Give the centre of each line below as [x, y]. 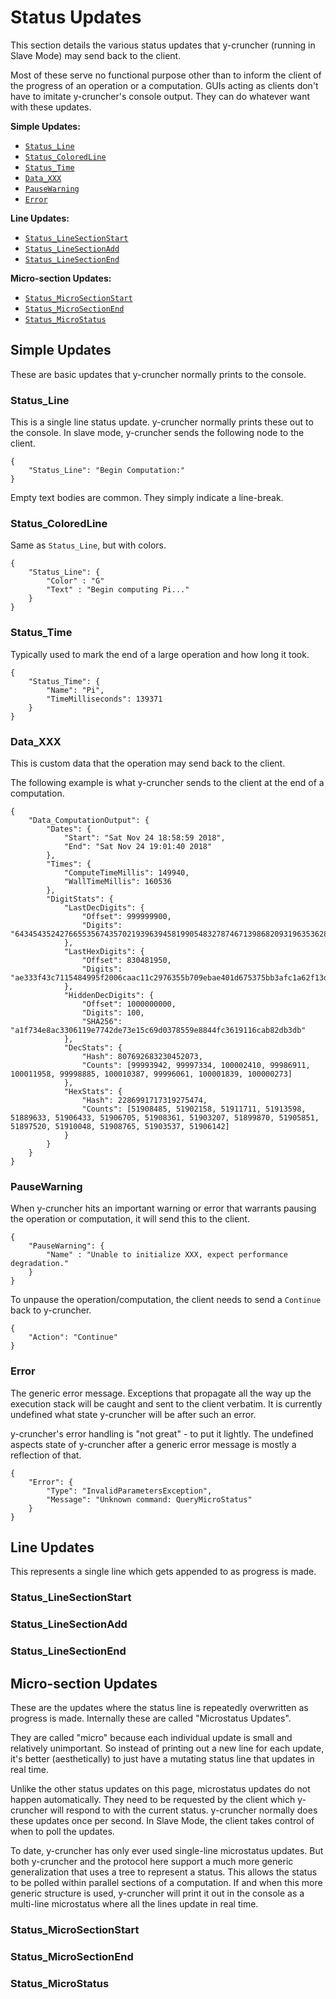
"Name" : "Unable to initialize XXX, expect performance [167, 1255]
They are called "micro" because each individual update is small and [151, 1737]
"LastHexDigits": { [104, 951]
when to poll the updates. [62, 1831]
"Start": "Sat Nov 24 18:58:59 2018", [144, 837]
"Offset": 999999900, [126, 916]
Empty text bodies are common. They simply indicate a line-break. [147, 498]
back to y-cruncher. [51, 1310]
